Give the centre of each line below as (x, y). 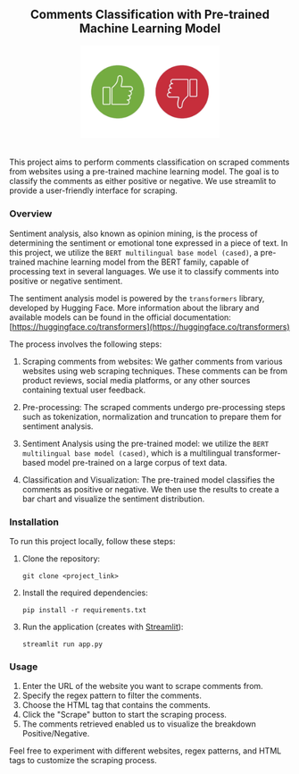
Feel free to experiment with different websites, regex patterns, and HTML (145, 751)
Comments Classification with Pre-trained (150, 15)
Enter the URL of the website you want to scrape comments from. (142, 686)
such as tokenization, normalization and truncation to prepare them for (152, 416)
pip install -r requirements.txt (84, 610)
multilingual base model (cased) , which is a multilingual (127, 453)
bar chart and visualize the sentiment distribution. (113, 499)
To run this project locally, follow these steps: (92, 542)
